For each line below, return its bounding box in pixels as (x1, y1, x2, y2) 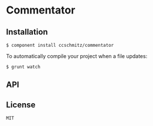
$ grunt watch (6, 64, 41, 70)
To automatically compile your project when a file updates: (6, 53, 148, 59)
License (6, 100, 36, 110)
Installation (6, 27, 48, 37)
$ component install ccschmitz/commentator (6, 42, 114, 48)
